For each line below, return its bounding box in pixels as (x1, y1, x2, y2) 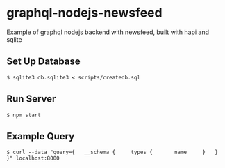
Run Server (6, 93, 56, 105)
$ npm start (6, 112, 41, 119)
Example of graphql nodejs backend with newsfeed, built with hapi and (6, 28, 210, 36)
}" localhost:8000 (6, 155, 60, 162)
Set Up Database (6, 56, 81, 68)
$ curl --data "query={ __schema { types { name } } (6, 148, 218, 156)
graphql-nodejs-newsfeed (6, 5, 162, 21)
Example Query (6, 130, 75, 142)
